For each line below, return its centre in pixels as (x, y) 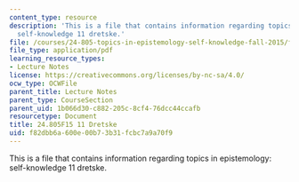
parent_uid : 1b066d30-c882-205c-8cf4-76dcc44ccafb (105, 108)
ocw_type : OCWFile (43, 83)
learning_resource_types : (57, 59)
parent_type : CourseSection (61, 100)
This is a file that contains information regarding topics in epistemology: (141, 158)
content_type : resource (53, 17)
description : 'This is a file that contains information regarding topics (151, 26)
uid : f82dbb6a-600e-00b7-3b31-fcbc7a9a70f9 (91, 133)
